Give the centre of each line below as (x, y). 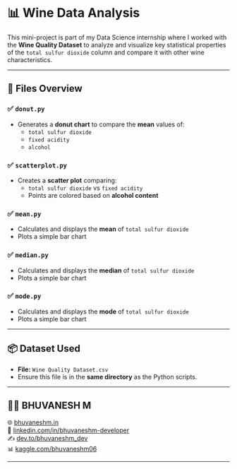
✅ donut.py (26, 109)
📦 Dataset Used (44, 349)
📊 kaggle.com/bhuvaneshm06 (52, 449)
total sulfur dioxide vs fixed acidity (85, 188)
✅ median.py (28, 255)
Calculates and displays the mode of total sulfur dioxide (103, 311)
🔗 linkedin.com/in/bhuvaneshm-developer (68, 430)
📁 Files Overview (45, 89)
